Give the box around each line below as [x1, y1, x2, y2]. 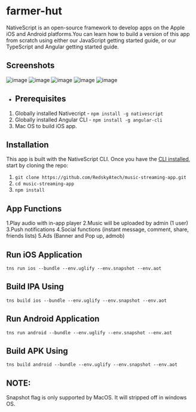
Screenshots [6, 60, 55, 71]
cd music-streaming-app [14, 181, 75, 187]
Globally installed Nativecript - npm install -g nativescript [14, 110, 163, 117]
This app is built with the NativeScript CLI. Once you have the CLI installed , [6, 156, 191, 163]
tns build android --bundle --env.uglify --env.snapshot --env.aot [6, 362, 178, 368]
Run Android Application [6, 314, 100, 324]
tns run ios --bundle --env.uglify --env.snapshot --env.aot [6, 265, 162, 271]
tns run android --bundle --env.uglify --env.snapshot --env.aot [6, 329, 172, 336]
